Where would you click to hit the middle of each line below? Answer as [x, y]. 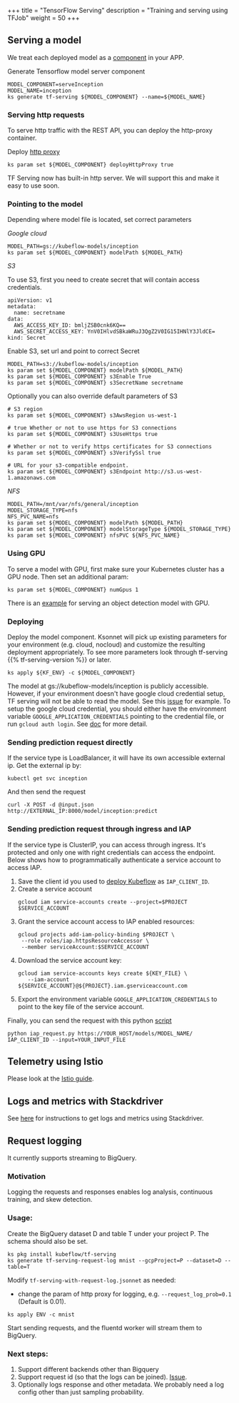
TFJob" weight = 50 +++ [44, 18]
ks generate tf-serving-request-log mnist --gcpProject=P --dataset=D [115, 1260]
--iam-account [49, 979]
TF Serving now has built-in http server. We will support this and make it [113, 178]
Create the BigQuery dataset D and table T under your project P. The [108, 1233]
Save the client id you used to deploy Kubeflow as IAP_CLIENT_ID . [114, 881]
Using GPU [26, 554]
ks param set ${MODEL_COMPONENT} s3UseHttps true [83, 435]
